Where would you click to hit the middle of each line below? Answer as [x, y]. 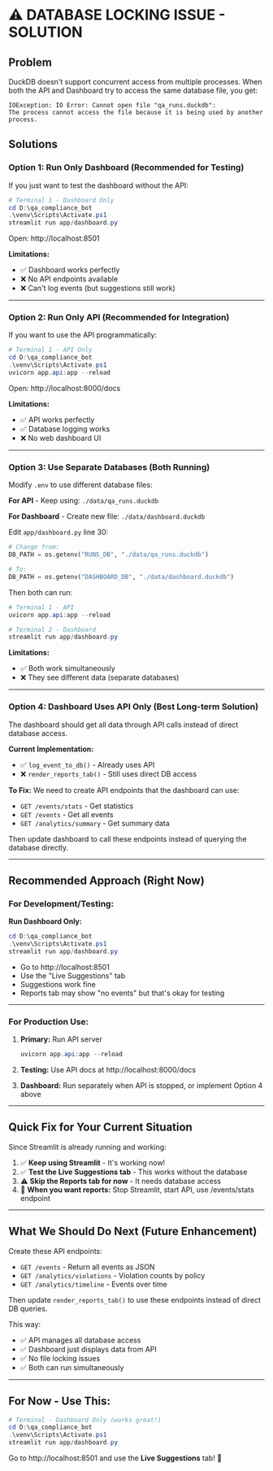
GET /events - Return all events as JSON [88, 1267]
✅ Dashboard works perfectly [70, 270]
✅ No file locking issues [60, 1358]
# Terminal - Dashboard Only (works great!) [85, 1420]
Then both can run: [41, 592]
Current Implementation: [51, 749]
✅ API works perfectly [57, 420]
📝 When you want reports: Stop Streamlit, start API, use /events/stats [137, 1190]
